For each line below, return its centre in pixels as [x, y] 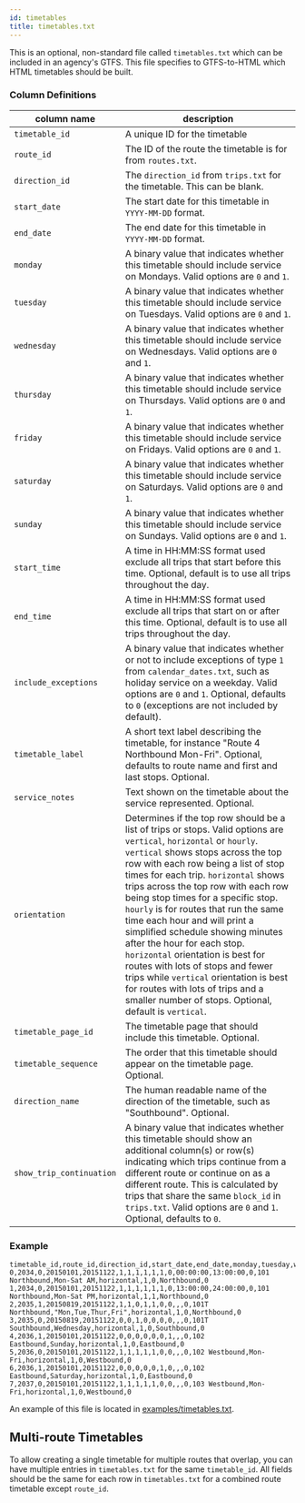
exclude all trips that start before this [203, 562]
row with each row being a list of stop [205, 863]
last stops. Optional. [168, 777]
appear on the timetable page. [190, 1063]
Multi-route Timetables [76, 1438]
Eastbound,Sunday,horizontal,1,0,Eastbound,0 [97, 1345]
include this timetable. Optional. [193, 1037]
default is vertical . [166, 1011]
